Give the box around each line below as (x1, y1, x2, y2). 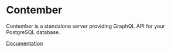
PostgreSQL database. (6, 28, 60, 35)
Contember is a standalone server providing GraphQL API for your (6, 23, 165, 29)
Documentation (6, 40, 43, 47)
